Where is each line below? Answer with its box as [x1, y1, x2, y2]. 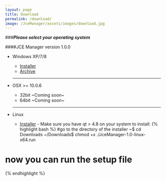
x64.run [19, 137, 36, 143]
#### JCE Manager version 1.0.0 [5, 44, 71, 50]
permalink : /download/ [5, 16, 52, 21]
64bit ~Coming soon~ [19, 97, 65, 104]
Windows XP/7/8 [12, 54, 47, 60]
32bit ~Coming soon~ [19, 92, 65, 98]
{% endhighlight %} [5, 171, 45, 177]
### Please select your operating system [5, 35, 90, 40]
